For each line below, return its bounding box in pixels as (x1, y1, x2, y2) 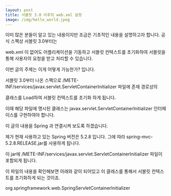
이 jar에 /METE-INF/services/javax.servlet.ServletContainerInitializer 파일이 (5, 151, 163, 157)
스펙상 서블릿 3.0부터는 (10, 38, 58, 44)
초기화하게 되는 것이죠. (14, 175, 61, 181)
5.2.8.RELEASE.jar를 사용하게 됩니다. (5, 140, 81, 146)
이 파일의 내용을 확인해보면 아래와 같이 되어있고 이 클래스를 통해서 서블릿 (5, 168, 150, 174)
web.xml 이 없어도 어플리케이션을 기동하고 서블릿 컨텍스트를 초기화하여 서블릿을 (5, 49, 166, 55)
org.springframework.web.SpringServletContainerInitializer (5, 185, 130, 191)
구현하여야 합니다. (18, 112, 55, 118)
